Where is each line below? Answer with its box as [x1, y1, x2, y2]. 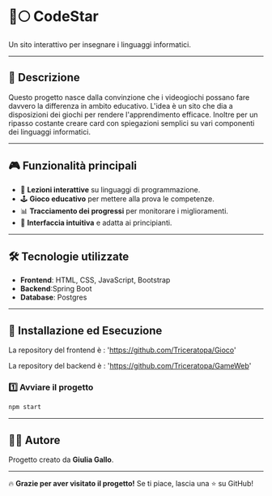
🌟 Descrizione [8, 71, 81, 84]
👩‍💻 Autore [8, 433, 61, 447]
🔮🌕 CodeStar [8, 7, 99, 26]
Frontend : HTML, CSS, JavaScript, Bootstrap [19, 275, 171, 285]
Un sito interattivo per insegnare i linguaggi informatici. [8, 39, 192, 50]
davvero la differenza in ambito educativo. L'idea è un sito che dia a [8, 101, 233, 110]
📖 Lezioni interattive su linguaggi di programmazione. [19, 184, 201, 194]
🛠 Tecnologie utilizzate [8, 249, 130, 263]
